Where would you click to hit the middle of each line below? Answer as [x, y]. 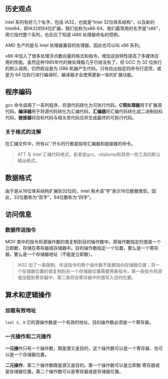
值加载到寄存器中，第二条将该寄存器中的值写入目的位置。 [76, 278]
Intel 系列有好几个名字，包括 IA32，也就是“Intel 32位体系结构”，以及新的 [80, 22]
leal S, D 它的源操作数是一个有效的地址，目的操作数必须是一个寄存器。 [79, 322]
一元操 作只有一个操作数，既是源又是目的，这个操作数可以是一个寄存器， [79, 348]
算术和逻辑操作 [28, 295]
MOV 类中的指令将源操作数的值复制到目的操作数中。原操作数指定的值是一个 [83, 242]
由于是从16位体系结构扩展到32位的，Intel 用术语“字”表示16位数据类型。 [78, 191]
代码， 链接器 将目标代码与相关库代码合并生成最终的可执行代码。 [71, 117]
